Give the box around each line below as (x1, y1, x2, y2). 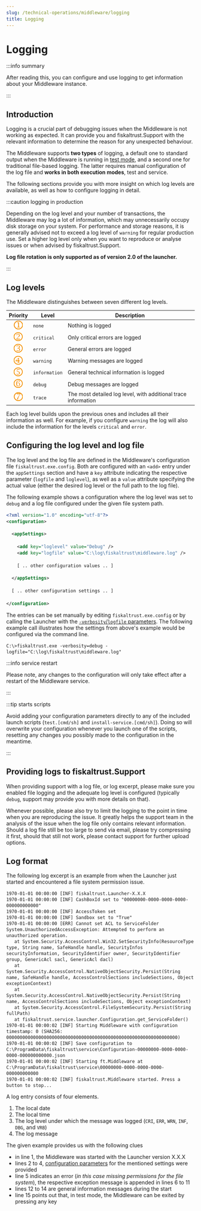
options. (6, 839, 27, 846)
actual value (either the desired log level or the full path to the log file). (6, 481, 179, 489)
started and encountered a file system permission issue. (6, 878, 145, 885)
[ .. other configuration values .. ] (17, 562, 114, 569)
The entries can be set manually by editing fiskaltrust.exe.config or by (6, 611, 186, 619)
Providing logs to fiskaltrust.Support (6, 767, 145, 777)
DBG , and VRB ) (14, 1124, 47, 1131)
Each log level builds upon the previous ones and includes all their (6, 410, 169, 417)
